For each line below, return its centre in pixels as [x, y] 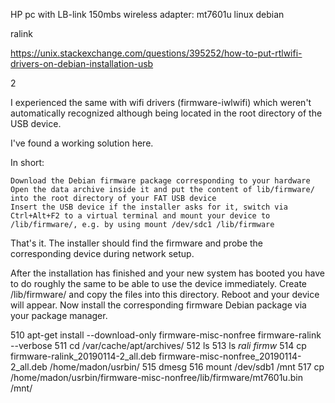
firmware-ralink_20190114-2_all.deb [83, 356]
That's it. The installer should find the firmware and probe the [137, 243]
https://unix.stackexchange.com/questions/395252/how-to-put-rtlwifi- [156, 53]
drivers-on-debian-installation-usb [82, 63]
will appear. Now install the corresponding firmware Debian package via [158, 305]
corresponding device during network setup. [102, 253]
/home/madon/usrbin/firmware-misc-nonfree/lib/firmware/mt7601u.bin [156, 377]
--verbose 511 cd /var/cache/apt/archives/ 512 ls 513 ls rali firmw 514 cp [158, 345]
